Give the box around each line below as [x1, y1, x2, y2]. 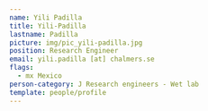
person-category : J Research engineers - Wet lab [9, 80, 200, 89]
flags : [9, 64, 34, 73]
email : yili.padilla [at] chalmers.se [9, 55, 155, 64]
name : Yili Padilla [9, 13, 83, 22]
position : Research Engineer [9, 47, 119, 55]
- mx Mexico [17, 72, 63, 81]
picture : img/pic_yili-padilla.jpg [9, 38, 143, 47]
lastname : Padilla [9, 30, 78, 38]
